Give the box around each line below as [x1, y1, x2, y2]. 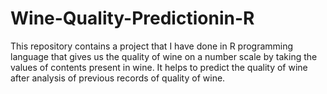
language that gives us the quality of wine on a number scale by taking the [10, 50, 318, 62]
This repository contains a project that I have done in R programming [10, 40, 294, 52]
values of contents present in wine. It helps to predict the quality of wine [10, 61, 308, 73]
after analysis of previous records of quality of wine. [10, 72, 226, 84]
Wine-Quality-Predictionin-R [10, 7, 255, 30]
